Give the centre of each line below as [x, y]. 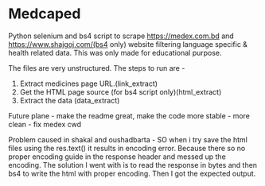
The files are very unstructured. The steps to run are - [97, 68]
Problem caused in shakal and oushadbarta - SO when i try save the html [128, 139]
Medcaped [45, 14]
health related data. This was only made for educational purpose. [115, 52]
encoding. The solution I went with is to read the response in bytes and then [132, 165]
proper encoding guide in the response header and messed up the [117, 157]
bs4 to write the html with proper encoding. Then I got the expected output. [132, 173]
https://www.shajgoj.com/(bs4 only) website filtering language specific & [128, 44]
